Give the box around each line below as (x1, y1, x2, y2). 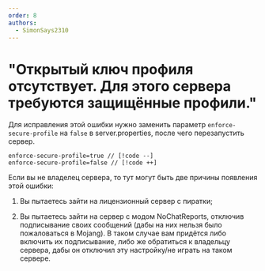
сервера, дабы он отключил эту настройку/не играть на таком (19, 246, 233, 255)
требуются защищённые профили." (8, 94, 257, 111)
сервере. (19, 254, 51, 263)
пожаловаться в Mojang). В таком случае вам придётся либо (19, 228, 227, 238)
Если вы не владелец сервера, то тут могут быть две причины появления (8, 173, 258, 183)
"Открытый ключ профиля (8, 60, 194, 78)
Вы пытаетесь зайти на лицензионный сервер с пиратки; (19, 197, 214, 206)
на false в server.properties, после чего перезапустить (59, 128, 245, 138)
